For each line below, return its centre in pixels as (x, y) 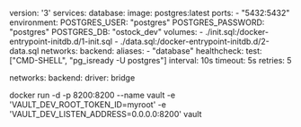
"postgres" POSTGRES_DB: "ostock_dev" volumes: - (106, 32)
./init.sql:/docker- (237, 32)
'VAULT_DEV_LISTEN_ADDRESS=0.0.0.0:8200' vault (106, 114)
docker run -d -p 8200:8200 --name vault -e (93, 95)
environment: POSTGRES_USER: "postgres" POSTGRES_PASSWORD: (137, 22)
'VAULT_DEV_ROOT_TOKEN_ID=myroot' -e (88, 105)
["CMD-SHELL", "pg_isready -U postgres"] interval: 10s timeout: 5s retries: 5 (150, 60)
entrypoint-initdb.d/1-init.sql (61, 41)
